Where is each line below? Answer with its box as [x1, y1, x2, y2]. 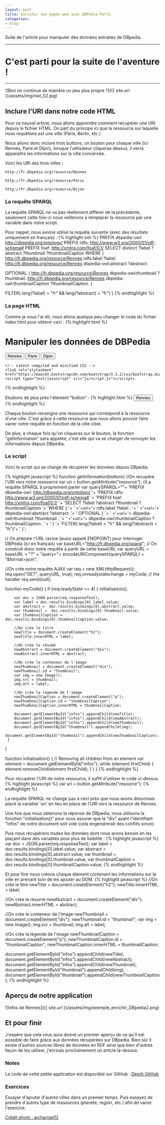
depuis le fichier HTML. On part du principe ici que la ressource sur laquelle [5, 125, 159, 131]
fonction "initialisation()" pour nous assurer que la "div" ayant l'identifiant [5, 815, 153, 821]
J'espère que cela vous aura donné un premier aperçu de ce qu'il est [5, 1032, 145, 1038]
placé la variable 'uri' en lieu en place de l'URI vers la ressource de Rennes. [5, 800, 158, 807]
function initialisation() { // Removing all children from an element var [5, 756, 144, 761]
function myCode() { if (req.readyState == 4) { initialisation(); [5, 586, 128, 592]
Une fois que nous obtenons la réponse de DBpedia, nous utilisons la [5, 810, 145, 816]
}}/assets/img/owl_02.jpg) [5, 93, 57, 99]
